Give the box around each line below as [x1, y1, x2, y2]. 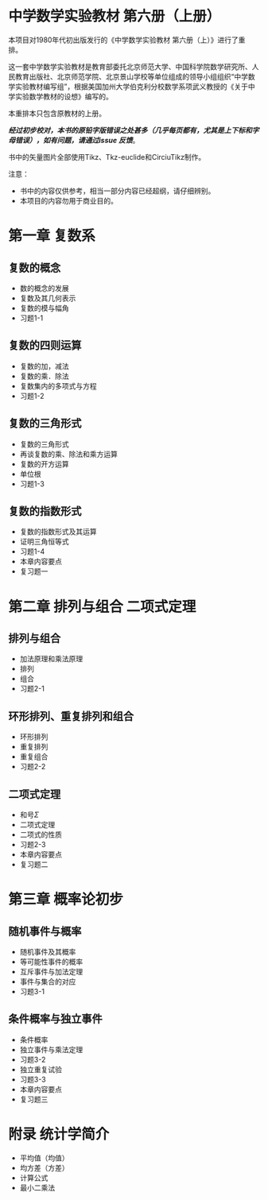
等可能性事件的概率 [19, 957, 84, 966]
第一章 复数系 [8, 227, 95, 245]
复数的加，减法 [19, 361, 69, 370]
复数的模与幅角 [19, 303, 69, 312]
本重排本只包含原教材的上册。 [8, 108, 106, 118]
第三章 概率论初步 [8, 891, 123, 908]
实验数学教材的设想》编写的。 [14, 91, 113, 101]
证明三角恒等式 [19, 537, 69, 547]
